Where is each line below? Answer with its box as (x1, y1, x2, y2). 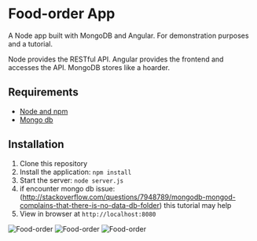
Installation (8, 138, 64, 151)
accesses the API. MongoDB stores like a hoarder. (8, 62, 171, 72)
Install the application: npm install (19, 167, 132, 176)
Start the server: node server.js (19, 175, 124, 185)
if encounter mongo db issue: (19, 184, 116, 193)
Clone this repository (19, 158, 88, 168)
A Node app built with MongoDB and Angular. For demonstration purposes (8, 31, 249, 40)
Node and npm (19, 106, 68, 116)
